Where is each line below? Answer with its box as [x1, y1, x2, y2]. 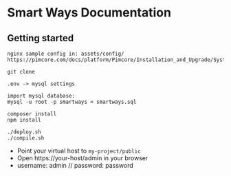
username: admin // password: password [16, 162, 134, 169]
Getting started [7, 32, 74, 44]
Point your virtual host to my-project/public [16, 146, 141, 155]
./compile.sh [7, 135, 45, 142]
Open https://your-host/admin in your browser [16, 154, 148, 162]
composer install [7, 111, 57, 118]
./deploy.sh [7, 129, 41, 135]
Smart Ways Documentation [7, 5, 172, 21]
